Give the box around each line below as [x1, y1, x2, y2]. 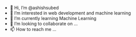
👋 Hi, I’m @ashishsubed [9, 5, 59, 10]
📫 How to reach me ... [9, 26, 56, 32]
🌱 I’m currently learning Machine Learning [9, 15, 96, 21]
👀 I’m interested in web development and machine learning [9, 10, 131, 16]
